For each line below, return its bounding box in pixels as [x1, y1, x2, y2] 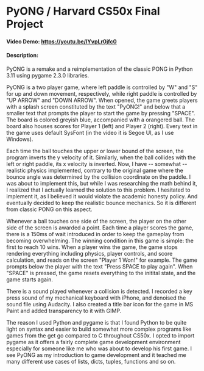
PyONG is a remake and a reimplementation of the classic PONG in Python [6, 65, 193, 73]
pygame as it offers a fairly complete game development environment [6, 338, 181, 345]
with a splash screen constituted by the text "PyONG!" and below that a [6, 103, 186, 110]
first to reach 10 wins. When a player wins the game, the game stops [6, 243, 178, 251]
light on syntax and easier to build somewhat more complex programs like [6, 325, 192, 333]
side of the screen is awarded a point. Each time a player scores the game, [6, 224, 194, 231]
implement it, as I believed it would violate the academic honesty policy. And [6, 192, 198, 200]
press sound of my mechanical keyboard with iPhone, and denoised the [6, 294, 186, 301]
